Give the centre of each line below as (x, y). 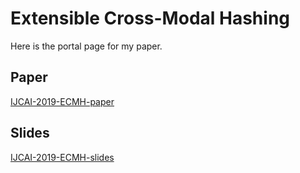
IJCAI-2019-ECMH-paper (62, 101)
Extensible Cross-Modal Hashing (150, 18)
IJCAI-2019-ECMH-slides (62, 157)
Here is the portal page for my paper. (86, 46)
